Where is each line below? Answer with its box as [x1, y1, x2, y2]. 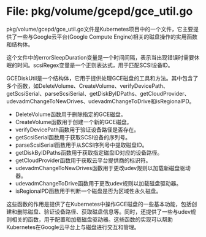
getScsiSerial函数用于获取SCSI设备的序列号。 [15, 133, 131, 141]
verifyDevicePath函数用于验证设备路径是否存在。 [15, 126, 140, 133]
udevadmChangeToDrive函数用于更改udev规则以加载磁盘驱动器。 [15, 179, 182, 187]
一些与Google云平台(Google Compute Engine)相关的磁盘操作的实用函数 [17, 33, 198, 41]
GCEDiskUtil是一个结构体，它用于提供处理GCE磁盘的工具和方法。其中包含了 [6, 74, 199, 82]
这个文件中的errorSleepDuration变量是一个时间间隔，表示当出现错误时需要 [6, 53, 194, 61]
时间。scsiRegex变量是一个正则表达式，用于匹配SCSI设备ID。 [17, 61, 174, 69]
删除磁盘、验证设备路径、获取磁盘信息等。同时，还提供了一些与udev [17, 208, 191, 216]
